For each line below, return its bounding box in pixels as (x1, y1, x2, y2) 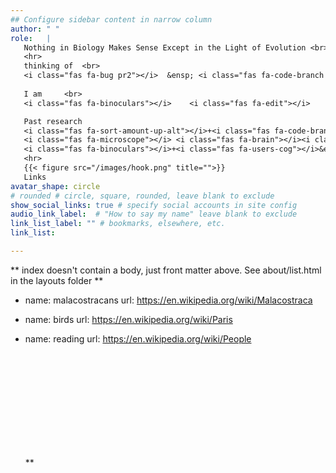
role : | (10, 33, 52, 43)
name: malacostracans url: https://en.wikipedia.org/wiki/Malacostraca (24, 294, 313, 306)
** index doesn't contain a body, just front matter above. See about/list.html (10, 264, 322, 276)
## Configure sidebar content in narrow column (10, 14, 213, 25)
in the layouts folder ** (10, 274, 104, 286)
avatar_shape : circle (10, 181, 101, 191)
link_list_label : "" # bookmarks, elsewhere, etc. (10, 219, 226, 229)
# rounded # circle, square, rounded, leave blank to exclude (10, 191, 275, 201)
